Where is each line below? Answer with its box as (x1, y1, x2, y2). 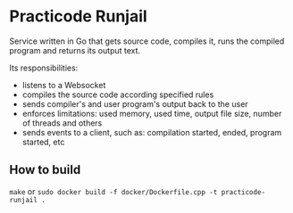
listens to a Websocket (21, 79, 106, 90)
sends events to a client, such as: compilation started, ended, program (21, 127, 282, 137)
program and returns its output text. (9, 45, 141, 55)
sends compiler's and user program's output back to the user (21, 98, 248, 109)
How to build (9, 162, 81, 177)
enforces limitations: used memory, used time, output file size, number (21, 108, 282, 119)
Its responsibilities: (9, 62, 79, 73)
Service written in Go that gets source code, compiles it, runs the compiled (9, 36, 285, 46)
